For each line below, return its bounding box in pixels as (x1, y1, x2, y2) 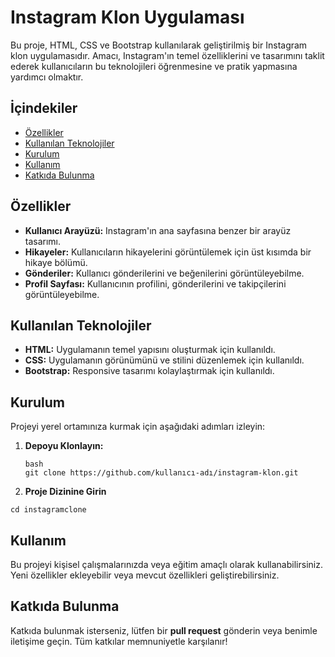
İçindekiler (10, 100, 78, 117)
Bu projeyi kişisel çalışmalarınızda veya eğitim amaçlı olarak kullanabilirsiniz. (10, 559, 323, 570)
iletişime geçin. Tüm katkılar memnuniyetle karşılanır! (10, 635, 228, 647)
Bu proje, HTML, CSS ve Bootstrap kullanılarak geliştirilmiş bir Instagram (10, 39, 308, 51)
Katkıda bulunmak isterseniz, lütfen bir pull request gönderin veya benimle (10, 624, 318, 636)
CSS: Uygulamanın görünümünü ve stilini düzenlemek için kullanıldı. (24, 354, 305, 366)
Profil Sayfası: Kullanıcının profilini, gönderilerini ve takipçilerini (24, 277, 287, 290)
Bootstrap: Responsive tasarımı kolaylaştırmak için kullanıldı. (24, 365, 275, 377)
